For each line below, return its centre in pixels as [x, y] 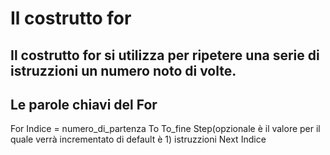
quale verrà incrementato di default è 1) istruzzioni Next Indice [138, 139]
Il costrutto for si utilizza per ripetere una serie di [165, 55]
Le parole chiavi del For [84, 104]
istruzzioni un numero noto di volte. [123, 70]
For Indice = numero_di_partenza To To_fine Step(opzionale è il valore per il [165, 129]
